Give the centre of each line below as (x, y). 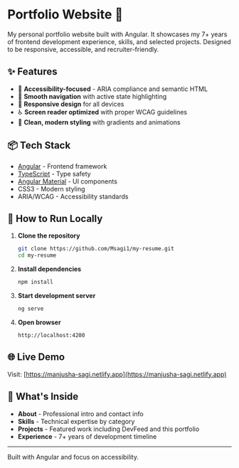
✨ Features (32, 71)
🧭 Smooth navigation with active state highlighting (92, 96)
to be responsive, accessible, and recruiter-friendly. (83, 49)
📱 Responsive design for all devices (71, 104)
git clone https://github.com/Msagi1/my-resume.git (96, 249)
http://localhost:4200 (51, 335)
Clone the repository (49, 236)
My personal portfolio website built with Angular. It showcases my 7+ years (117, 34)
